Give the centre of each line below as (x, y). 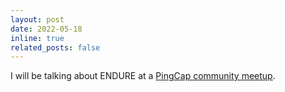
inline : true (37, 38)
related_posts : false (55, 47)
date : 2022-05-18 (46, 29)
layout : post (37, 19)
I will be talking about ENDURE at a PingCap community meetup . (143, 76)
